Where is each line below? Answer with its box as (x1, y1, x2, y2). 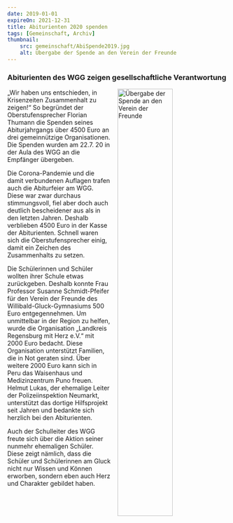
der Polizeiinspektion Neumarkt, (7, 391, 100, 400)
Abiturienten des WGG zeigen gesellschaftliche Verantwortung (7, 72, 227, 82)
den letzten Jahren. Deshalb (7, 214, 89, 222)
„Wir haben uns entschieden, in (7, 88, 98, 97)
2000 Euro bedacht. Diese (7, 339, 83, 348)
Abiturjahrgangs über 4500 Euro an (7, 125, 110, 134)
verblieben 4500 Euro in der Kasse (7, 222, 108, 230)
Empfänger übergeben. (7, 156, 75, 164)
